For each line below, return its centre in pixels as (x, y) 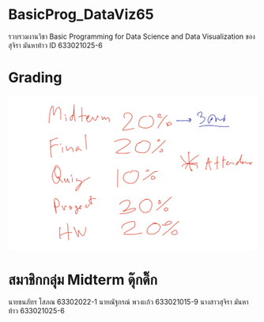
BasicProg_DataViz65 (81, 15)
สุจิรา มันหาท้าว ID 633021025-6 (55, 45)
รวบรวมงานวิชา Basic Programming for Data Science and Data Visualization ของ (132, 36)
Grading (35, 78)
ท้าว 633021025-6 (36, 311)
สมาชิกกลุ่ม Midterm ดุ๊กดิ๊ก (83, 280)
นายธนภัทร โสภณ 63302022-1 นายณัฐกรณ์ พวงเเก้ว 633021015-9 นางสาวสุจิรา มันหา (128, 302)
